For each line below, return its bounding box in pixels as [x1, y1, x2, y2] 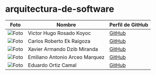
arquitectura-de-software [5, 3, 115, 15]
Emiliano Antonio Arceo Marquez [28, 53, 105, 60]
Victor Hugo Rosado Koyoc [28, 30, 91, 37]
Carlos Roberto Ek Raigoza [28, 37, 91, 44]
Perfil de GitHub [109, 21, 149, 28]
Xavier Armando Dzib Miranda [28, 45, 98, 52]
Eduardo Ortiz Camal [28, 62, 77, 69]
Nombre [56, 21, 76, 28]
